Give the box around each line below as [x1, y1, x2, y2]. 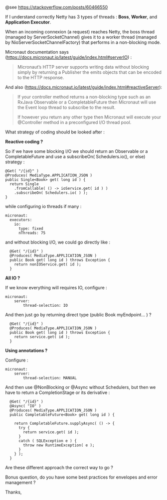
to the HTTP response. [17, 75, 64, 80]
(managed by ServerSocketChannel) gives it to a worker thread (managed [5, 34, 157, 40]
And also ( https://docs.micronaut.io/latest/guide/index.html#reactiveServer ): [5, 84, 163, 90]
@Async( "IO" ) [9, 403, 41, 408]
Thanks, [5, 489, 22, 495]
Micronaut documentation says [5, 49, 69, 55]
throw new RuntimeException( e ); [23, 443, 95, 448]
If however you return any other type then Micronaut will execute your [17, 114, 161, 120]
